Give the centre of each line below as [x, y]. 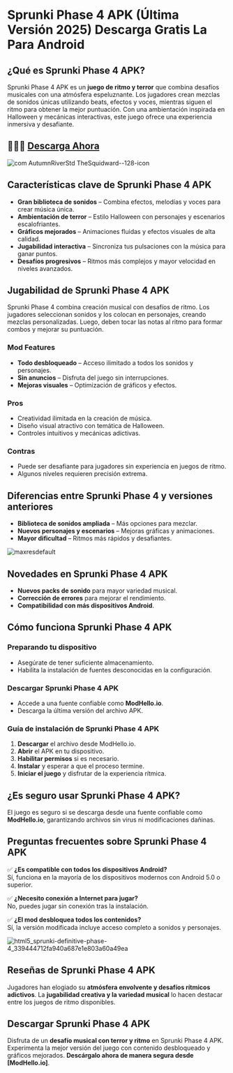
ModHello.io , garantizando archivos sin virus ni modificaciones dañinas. [111, 820]
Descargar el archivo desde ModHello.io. [76, 744]
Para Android [46, 45]
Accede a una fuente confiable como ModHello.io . [90, 703]
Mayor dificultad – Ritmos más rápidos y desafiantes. [95, 538]
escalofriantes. [39, 224]
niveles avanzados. [45, 268]
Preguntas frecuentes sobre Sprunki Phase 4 [107, 842]
